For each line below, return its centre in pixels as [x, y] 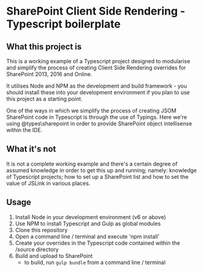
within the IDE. [24, 130]
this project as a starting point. [45, 99]
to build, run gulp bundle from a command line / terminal [95, 262]
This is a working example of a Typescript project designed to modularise [98, 61]
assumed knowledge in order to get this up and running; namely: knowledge [102, 170]
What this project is [44, 47]
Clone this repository [41, 230]
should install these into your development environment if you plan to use [98, 92]
